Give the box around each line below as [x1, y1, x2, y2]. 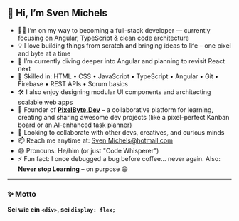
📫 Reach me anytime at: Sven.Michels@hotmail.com [17, 136, 173, 145]
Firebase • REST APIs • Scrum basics [17, 79, 128, 88]
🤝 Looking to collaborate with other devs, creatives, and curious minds [17, 128, 225, 136]
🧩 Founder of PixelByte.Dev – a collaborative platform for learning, [17, 105, 213, 114]
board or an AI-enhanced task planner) [17, 120, 132, 129]
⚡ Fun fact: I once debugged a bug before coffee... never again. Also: [17, 154, 221, 163]
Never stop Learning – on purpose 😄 [17, 165, 128, 173]
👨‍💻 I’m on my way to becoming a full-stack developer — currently [17, 26, 211, 34]
